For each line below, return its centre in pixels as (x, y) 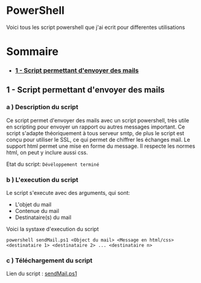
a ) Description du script (42, 107)
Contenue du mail (37, 211)
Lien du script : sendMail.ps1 (42, 274)
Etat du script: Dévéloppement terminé (53, 164)
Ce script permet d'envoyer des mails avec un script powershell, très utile (98, 120)
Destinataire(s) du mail (43, 217)
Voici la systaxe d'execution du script (53, 229)
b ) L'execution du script (42, 180)
